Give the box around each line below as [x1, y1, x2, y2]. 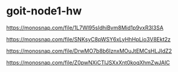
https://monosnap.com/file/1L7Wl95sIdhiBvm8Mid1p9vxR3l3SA [6, 24, 164, 31]
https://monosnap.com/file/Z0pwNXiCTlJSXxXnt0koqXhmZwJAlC [6, 59, 170, 66]
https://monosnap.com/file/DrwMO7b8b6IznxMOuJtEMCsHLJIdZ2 [6, 47, 172, 55]
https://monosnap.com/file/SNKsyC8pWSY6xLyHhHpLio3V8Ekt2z [6, 35, 171, 43]
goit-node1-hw [6, 4, 82, 18]
